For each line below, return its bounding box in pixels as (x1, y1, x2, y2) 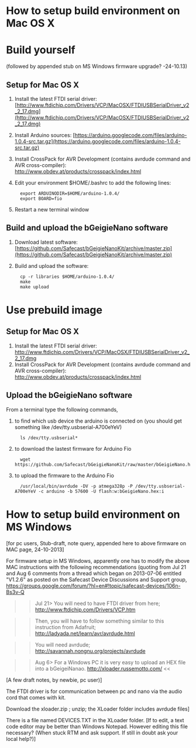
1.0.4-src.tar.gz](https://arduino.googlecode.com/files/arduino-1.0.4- (14, 138, 181, 145)
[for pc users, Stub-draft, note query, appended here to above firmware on (6, 539, 186, 546)
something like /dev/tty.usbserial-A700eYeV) (14, 423, 122, 430)
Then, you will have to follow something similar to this (35, 617, 164, 624)
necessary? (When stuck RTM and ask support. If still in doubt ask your (6, 729, 178, 736)
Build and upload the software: (14, 262, 89, 269)
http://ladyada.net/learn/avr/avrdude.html (35, 630, 136, 637)
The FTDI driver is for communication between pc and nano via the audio (6, 688, 183, 695)
